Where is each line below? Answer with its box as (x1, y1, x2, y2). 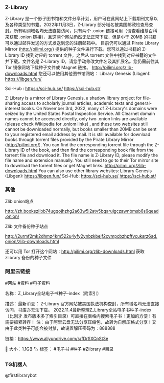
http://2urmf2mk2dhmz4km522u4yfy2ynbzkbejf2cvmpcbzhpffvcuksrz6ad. (5, 233, 158, 239)
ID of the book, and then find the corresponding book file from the (20, 147, 154, 153)
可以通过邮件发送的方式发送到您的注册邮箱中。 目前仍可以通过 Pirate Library (5, 40, 159, 46)
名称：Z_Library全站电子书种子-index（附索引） (5, 290, 102, 296)
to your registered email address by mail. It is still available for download (5, 132, 151, 137)
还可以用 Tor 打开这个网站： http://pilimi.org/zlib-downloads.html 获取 (5, 248, 145, 254)
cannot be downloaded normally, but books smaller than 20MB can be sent (5, 126, 157, 132)
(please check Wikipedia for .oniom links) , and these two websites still (5, 121, 148, 127)
